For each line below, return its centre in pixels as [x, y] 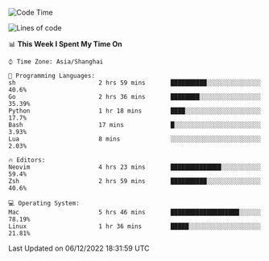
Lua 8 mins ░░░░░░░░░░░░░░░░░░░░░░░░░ [135, 139]
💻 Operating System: [44, 203]
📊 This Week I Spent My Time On [65, 44]
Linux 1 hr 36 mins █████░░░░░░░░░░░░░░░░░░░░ [135, 226]
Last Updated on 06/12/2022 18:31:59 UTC [79, 248]
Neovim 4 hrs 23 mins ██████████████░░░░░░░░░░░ [135, 167]
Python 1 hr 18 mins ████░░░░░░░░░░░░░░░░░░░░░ [135, 111]
